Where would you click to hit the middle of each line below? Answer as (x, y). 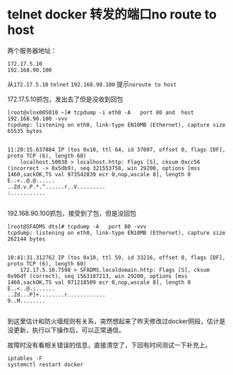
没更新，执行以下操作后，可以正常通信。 (66, 330)
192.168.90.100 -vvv (38, 119)
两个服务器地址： (32, 50)
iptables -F (25, 358)
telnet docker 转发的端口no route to (112, 15)
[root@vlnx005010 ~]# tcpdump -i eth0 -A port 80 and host (101, 112)
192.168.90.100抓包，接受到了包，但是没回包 (72, 213)
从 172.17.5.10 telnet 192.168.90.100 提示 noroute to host (92, 84)
